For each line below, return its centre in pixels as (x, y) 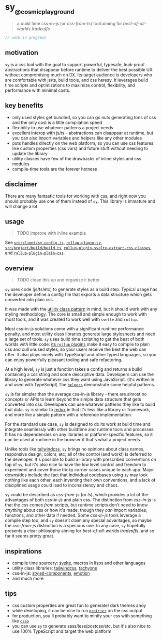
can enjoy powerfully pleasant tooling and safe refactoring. (64, 360)
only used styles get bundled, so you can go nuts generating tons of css (84, 117)
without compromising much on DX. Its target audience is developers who (79, 75)
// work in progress (26, 38)
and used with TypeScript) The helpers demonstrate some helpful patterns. (80, 385)
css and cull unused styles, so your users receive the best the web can (76, 349)
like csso (20, 621)
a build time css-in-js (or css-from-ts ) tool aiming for (69, 24)
